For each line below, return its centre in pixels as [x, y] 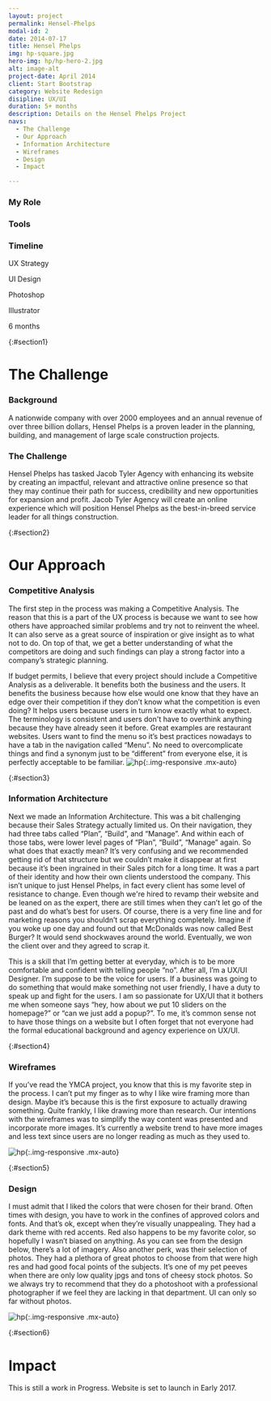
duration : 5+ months [43, 106]
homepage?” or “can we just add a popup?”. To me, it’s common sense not [132, 1013]
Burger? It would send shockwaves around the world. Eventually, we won [130, 937]
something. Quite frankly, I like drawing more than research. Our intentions [132, 1111]
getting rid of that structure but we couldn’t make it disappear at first [123, 859]
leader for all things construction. [64, 517]
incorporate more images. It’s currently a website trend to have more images [135, 1128]
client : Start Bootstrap [50, 84]
